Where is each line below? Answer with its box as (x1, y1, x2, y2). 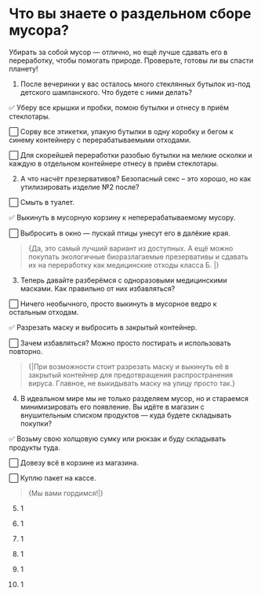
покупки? (20, 418, 53, 428)
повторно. (9, 346, 43, 356)
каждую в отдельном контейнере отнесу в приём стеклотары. (9, 159, 219, 168)
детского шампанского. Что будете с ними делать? (20, 87, 193, 97)
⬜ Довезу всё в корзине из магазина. (9, 458, 140, 467)
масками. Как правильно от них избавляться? (20, 283, 176, 293)
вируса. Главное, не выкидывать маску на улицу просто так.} (27, 378, 236, 388)
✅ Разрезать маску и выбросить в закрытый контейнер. (9, 323, 198, 332)
